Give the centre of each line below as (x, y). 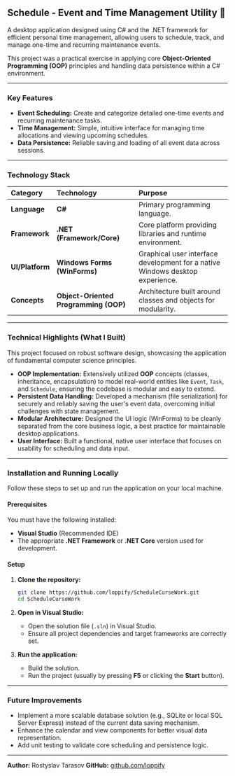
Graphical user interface (178, 254)
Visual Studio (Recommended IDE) (68, 534)
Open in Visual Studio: (50, 613)
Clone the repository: (49, 580)
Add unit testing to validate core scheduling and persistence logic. (113, 745)
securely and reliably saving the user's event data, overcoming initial (116, 403)
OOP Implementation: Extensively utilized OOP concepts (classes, (113, 374)
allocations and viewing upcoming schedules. (83, 136)
